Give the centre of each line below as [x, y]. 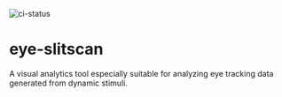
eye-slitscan [56, 49]
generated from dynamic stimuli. [69, 83]
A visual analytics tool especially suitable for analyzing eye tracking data [141, 73]
